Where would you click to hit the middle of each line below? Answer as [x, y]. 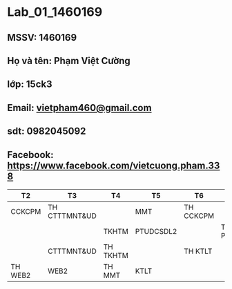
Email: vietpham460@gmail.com [79, 108]
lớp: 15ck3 [30, 84]
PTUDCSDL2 [156, 231]
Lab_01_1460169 [55, 12]
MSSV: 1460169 [42, 38]
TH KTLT [198, 251]
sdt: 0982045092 [47, 131]
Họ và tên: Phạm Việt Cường [69, 60]
